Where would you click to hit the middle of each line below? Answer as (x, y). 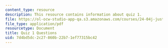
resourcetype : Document (30, 28)
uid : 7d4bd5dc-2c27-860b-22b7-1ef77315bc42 (51, 38)
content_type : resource (30, 10)
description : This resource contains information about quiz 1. (73, 14)
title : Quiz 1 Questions (31, 33)
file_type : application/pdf (34, 24)
